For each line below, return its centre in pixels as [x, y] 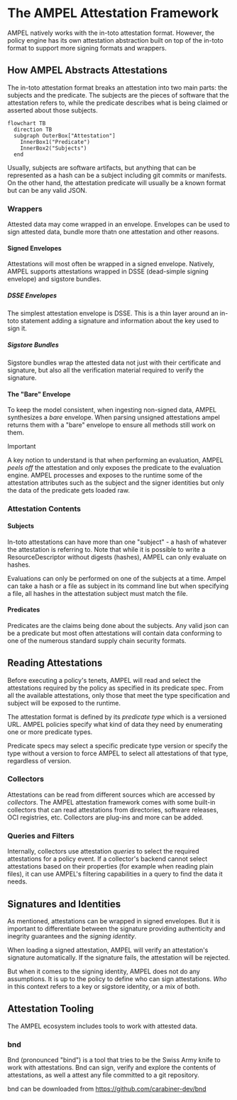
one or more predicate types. [50, 732]
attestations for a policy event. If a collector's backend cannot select [108, 859]
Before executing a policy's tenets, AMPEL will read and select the [104, 680]
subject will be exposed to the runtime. [64, 703]
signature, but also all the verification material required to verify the [106, 370]
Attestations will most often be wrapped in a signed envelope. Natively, [111, 264]
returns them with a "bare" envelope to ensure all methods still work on [111, 425]
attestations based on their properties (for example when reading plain [111, 866]
